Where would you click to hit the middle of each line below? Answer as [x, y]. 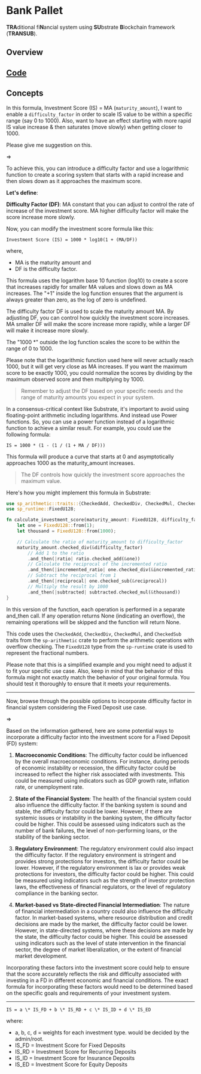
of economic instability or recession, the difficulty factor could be [95, 768]
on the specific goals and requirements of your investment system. [89, 993]
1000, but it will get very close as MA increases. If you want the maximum [97, 366]
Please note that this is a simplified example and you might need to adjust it [99, 664]
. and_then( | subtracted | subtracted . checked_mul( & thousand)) [104, 592]
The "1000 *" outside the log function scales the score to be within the [93, 342]
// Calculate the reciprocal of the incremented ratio [98, 564]
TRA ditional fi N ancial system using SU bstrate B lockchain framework [91, 27]
